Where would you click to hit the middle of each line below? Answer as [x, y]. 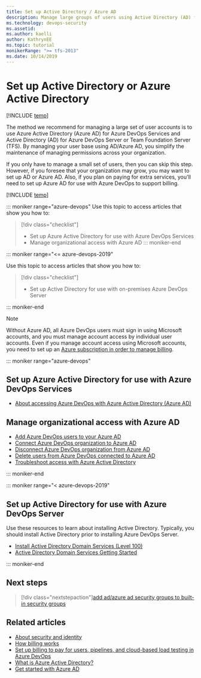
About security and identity [48, 637]
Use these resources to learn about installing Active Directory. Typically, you [100, 528]
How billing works [37, 643]
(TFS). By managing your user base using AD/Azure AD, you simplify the [95, 146]
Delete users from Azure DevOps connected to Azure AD [85, 456]
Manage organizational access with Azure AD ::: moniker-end [105, 242]
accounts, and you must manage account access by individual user [89, 336]
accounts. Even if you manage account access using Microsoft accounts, [96, 343]
